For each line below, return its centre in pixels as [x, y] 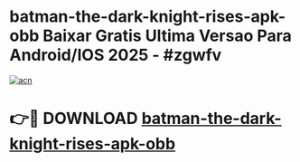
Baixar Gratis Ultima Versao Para [167, 36]
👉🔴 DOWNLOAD [74, 119]
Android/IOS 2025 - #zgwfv [116, 55]
